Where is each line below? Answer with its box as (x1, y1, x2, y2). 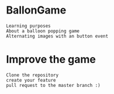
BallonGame (6, 4, 67, 17)
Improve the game (6, 53, 96, 66)
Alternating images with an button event (6, 33, 109, 39)
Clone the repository (6, 72, 59, 78)
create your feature (6, 77, 57, 83)
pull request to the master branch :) (6, 82, 101, 88)
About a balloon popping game (6, 28, 80, 34)
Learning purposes (6, 23, 51, 29)
